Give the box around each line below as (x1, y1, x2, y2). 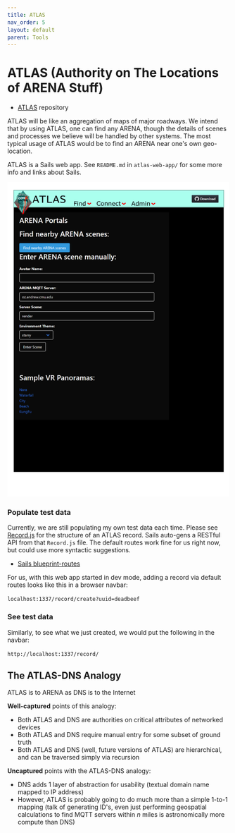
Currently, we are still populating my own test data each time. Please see (7, 523, 218, 532)
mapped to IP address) (17, 788, 84, 796)
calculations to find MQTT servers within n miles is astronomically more (17, 810, 225, 819)
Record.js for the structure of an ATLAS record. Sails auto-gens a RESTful (7, 531, 221, 540)
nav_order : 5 (7, 18, 46, 26)
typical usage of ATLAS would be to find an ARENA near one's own (7, 140, 202, 148)
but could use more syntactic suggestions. (7, 546, 131, 554)
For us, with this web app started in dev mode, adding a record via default (7, 573, 222, 582)
